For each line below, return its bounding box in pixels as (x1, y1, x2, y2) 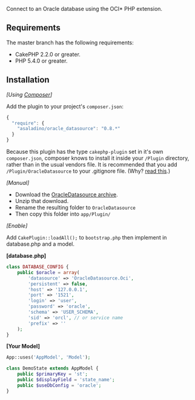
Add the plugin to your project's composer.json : (6, 103, 124, 110)
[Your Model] (6, 343, 41, 350)
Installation (6, 75, 50, 85)
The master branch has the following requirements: (6, 39, 134, 46)
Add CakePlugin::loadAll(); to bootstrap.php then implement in (6, 234, 167, 241)
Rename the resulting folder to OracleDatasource (15, 204, 136, 211)
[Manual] (6, 179, 30, 186)
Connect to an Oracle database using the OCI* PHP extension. (6, 5, 162, 12)
